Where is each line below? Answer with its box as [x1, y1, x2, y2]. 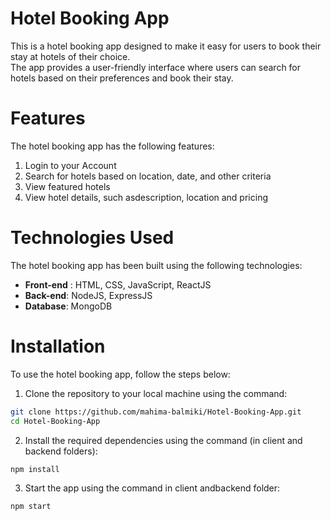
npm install [10, 464, 60, 474]
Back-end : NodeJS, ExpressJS [24, 289, 153, 301]
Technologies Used [10, 227, 175, 249]
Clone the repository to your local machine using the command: [24, 387, 288, 399]
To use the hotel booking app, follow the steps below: [10, 368, 231, 380]
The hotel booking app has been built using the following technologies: [10, 259, 303, 271]
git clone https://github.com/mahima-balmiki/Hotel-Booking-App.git [10, 407, 302, 417]
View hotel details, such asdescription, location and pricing [24, 191, 268, 203]
